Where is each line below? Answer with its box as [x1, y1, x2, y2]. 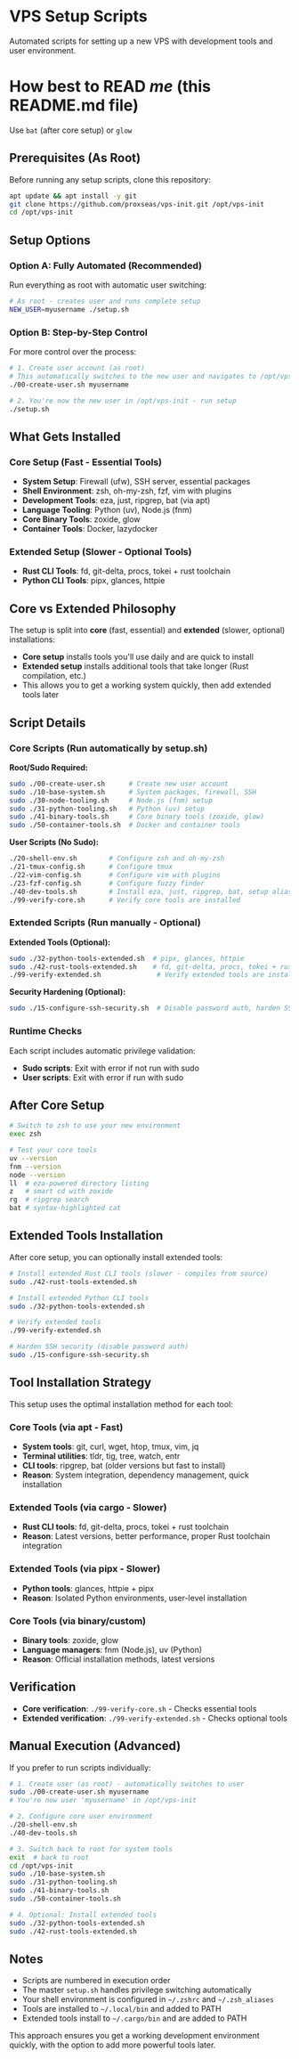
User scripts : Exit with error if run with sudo [21, 1071, 184, 1083]
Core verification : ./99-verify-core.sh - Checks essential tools [21, 1703, 257, 1713]
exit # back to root [9, 1852, 90, 1862]
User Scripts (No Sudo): [9, 837, 100, 848]
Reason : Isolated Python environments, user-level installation [21, 1592, 247, 1603]
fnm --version [9, 1162, 62, 1171]
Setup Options [9, 232, 91, 248]
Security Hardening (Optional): [9, 987, 126, 997]
